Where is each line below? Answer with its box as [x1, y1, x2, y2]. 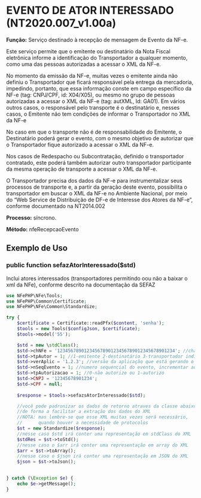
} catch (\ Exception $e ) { [6, 475, 74, 481]
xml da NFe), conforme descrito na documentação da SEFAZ [6, 281, 156, 288]
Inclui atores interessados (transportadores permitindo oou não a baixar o [6, 274, 188, 282]
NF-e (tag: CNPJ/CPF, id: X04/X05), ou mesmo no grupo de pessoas [6, 91, 175, 98]
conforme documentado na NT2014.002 [6, 202, 106, 210]
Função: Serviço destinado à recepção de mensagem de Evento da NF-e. [6, 36, 188, 43]
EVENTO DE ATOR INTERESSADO [6, 4, 175, 17]
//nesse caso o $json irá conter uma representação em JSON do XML [17, 453, 188, 459]
